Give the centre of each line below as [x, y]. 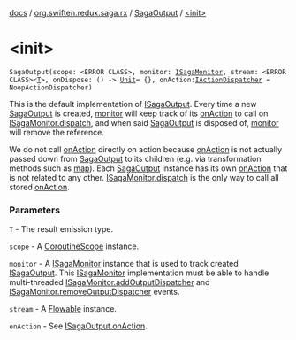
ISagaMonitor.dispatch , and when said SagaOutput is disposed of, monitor [144, 122]
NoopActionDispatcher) [51, 88]
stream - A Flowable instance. [63, 309]
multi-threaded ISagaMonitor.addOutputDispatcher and [110, 282]
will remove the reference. [57, 132]
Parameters [34, 210]
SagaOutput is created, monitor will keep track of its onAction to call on [139, 113]
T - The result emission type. [61, 229]
